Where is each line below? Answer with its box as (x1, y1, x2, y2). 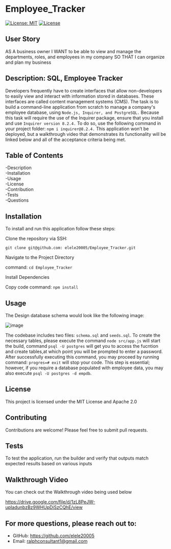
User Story (5, 35, 40, 43)
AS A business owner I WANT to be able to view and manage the (5, 48, 141, 54)
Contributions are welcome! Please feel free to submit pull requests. (5, 427, 148, 433)
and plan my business (5, 59, 52, 65)
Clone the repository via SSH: (5, 235, 67, 242)
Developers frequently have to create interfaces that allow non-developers (5, 87, 162, 93)
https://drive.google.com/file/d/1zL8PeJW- (5, 499, 95, 505)
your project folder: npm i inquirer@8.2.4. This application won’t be (5, 126, 149, 132)
